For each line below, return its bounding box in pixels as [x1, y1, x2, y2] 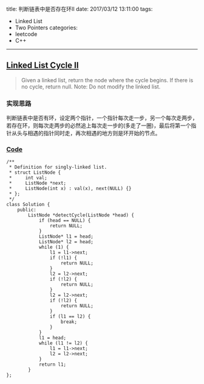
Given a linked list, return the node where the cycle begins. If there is [21, 76, 194, 84]
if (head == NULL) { [38, 218, 91, 224]
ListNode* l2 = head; [38, 239, 94, 245]
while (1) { [38, 244, 69, 251]
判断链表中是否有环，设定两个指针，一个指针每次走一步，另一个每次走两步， [6, 115, 198, 122]
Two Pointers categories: [15, 24, 78, 31]
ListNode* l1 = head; [38, 233, 94, 240]
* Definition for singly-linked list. [8, 164, 107, 171]
